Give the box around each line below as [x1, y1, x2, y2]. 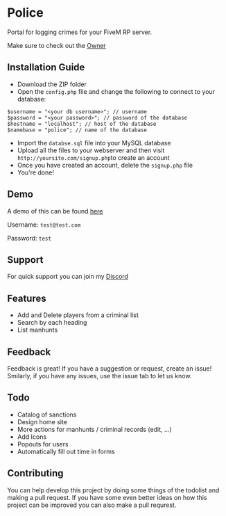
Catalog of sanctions [17, 410, 77, 419]
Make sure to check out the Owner [7, 41, 106, 49]
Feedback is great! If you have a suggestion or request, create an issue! [7, 364, 212, 373]
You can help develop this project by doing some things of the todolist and [7, 485, 220, 494]
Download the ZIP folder [17, 80, 87, 88]
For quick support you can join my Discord [7, 273, 128, 281]
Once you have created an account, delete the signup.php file [17, 161, 193, 169]
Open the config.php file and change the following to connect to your [17, 87, 216, 95]
